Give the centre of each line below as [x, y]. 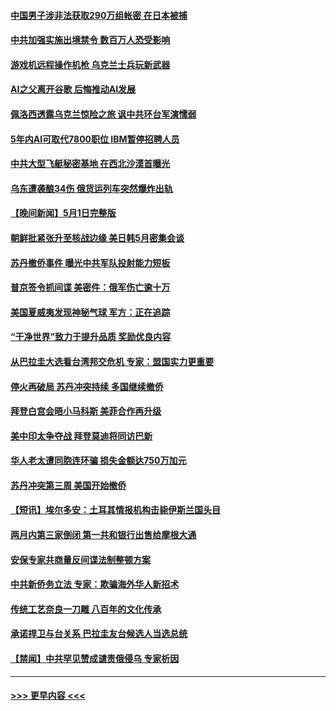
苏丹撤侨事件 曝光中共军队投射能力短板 [90, 262]
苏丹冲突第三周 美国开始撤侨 [68, 485]
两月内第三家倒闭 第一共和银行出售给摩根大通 [103, 535]
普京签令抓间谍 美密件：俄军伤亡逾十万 [90, 287]
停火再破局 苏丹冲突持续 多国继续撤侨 [87, 386]
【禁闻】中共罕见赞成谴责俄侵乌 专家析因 [95, 659]
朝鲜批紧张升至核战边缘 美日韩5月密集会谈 [97, 237]
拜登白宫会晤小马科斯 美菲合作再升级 [86, 411]
